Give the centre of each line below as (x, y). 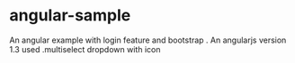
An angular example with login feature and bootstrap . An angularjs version (148, 40)
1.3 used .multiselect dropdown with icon (85, 49)
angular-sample (70, 16)
